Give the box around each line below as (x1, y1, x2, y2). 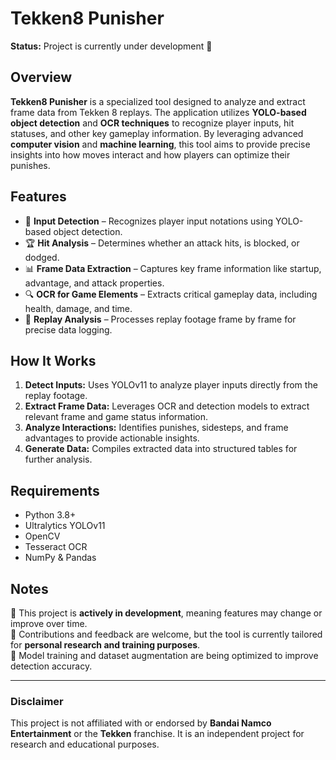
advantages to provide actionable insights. (24, 432, 200, 444)
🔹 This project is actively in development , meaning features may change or (10, 607, 323, 619)
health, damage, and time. (24, 302, 133, 314)
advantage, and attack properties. (24, 277, 165, 289)
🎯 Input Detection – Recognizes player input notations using (24, 215, 273, 227)
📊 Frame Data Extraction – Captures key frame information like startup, (24, 262, 322, 274)
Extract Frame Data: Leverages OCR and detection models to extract (24, 400, 310, 412)
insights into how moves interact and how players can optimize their (10, 148, 291, 161)
